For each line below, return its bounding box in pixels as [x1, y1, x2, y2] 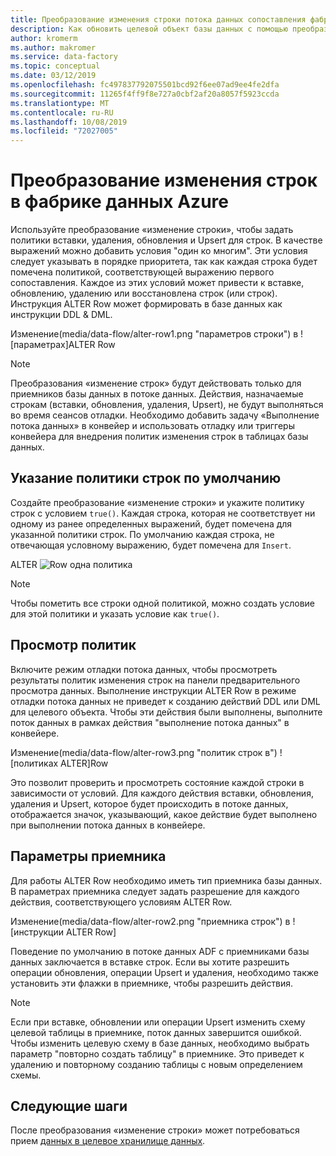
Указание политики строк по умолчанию [10, 470, 282, 487]
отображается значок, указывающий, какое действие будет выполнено [10, 808, 318, 820]
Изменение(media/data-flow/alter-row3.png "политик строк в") [10, 746, 278, 758]
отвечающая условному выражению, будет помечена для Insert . [10, 539, 292, 551]
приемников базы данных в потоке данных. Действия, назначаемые [10, 388, 304, 400]
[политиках [10, 757, 59, 769]
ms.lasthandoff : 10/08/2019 [10, 117, 128, 127]
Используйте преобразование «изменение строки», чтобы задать [10, 224, 294, 236]
